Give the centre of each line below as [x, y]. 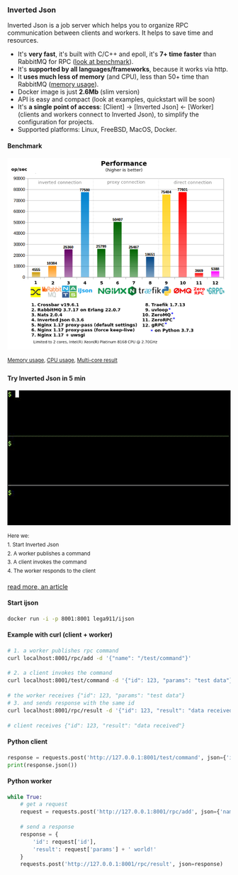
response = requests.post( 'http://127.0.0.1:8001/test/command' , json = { [117, 757]
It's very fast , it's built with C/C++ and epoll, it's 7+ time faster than [117, 54]
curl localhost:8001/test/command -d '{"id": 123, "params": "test [109, 681]
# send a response [47, 827]
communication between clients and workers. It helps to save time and [110, 33]
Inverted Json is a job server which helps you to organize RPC [98, 26]
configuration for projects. [56, 122]
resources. [23, 40]
